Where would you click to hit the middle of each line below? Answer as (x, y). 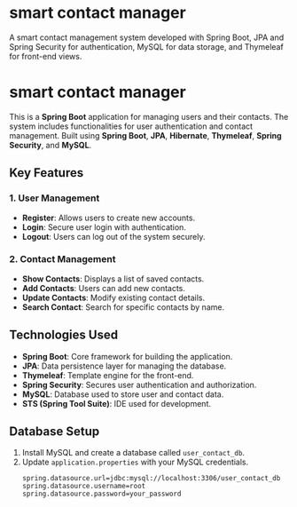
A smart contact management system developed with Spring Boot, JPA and (147, 37)
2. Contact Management (63, 259)
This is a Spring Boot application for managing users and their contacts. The (149, 116)
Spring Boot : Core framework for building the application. (127, 356)
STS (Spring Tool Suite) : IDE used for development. (116, 403)
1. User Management (55, 198)
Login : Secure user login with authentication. (104, 227)
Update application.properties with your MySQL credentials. (135, 462)
